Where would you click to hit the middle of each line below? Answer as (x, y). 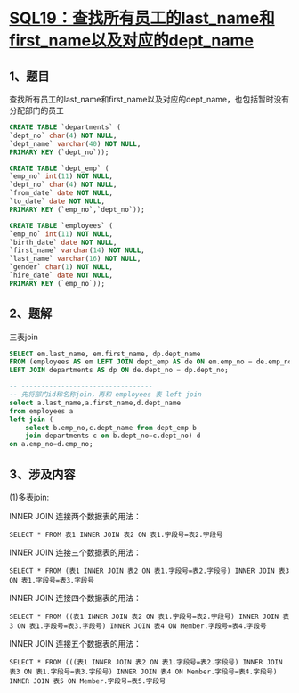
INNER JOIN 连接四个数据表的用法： (76, 598)
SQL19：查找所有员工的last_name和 (142, 18)
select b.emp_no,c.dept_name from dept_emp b (111, 428)
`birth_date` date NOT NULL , (63, 242)
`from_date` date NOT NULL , (61, 193)
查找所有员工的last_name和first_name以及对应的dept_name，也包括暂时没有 (149, 99)
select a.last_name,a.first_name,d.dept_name (95, 403)
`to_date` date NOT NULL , (57, 201)
